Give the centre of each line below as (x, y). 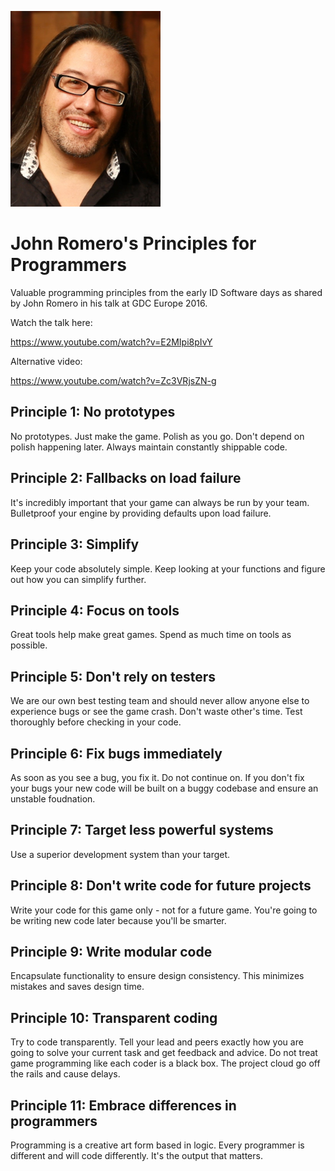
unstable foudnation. (53, 798)
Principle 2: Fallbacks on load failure (126, 478)
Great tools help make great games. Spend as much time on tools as (151, 635)
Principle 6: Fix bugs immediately (116, 753)
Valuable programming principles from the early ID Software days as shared (166, 293)
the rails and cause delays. (65, 1074)
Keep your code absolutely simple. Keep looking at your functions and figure (168, 568)
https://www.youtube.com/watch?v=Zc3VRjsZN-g (113, 381)
